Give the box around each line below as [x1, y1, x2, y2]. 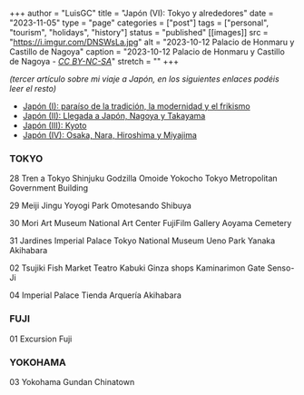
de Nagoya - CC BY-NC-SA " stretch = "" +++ [9, 56, 180, 66]
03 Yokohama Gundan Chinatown [9, 376, 135, 387]
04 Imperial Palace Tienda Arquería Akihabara [9, 290, 181, 301]
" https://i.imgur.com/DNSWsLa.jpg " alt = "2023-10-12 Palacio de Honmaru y [9, 36, 295, 47]
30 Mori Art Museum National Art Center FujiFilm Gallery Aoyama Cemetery [9, 218, 292, 229]
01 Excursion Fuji [9, 333, 73, 344]
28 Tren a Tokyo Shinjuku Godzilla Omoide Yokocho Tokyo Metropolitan [9, 173, 279, 184]
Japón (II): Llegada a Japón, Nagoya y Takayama [22, 111, 206, 121]
